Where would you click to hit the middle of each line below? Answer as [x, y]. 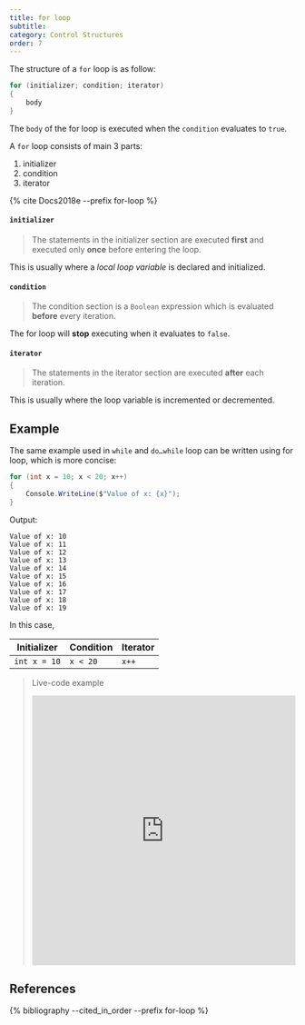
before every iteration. [74, 316]
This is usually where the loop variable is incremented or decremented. [142, 400]
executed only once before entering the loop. [116, 249]
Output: [24, 520]
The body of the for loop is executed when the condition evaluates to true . [148, 128]
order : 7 [26, 43]
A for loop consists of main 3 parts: [76, 145]
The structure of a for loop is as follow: [83, 69]
